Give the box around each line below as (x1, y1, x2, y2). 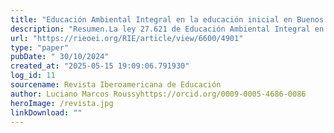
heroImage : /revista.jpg (10, 98, 114, 108)
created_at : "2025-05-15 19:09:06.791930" (10, 61, 190, 71)
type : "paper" (10, 42, 70, 53)
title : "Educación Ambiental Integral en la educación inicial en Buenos (10, 14, 325, 25)
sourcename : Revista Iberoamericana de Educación (10, 80, 222, 90)
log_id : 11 (10, 71, 56, 81)
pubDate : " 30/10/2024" (10, 52, 110, 62)
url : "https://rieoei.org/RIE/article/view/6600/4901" (10, 33, 244, 43)
